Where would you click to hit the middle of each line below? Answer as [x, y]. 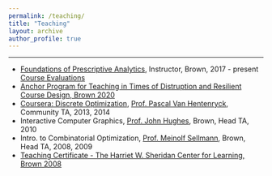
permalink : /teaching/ [47, 16]
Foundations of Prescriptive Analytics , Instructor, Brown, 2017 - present [139, 69]
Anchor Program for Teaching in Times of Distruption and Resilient [131, 87]
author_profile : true [45, 39]
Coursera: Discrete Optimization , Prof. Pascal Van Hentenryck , [124, 104]
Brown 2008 [41, 164]
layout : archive [36, 31]
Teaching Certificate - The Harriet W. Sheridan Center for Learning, [132, 156]
